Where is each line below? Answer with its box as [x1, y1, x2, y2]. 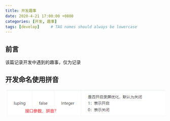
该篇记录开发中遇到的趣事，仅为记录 [5, 59, 81, 65]
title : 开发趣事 [5, 8, 37, 13]
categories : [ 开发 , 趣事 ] [5, 19, 57, 24]
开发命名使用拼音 [5, 75, 59, 84]
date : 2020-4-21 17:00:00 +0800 [5, 13, 74, 19]
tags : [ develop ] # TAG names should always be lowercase [5, 24, 138, 29]
